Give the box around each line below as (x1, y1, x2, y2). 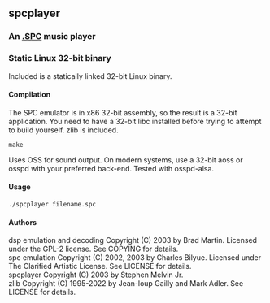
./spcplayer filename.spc (8, 201, 96, 209)
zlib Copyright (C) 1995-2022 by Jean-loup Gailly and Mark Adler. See (8, 279, 244, 288)
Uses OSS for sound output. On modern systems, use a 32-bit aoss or (8, 154, 243, 165)
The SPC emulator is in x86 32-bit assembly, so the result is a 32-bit (8, 107, 237, 117)
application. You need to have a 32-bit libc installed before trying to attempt (8, 116, 262, 126)
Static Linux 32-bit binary (8, 53, 111, 64)
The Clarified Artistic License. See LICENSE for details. (8, 262, 192, 271)
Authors (8, 217, 37, 227)
